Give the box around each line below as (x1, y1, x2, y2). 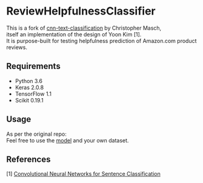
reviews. (6, 44, 27, 51)
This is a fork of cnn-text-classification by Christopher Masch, (6, 24, 162, 32)
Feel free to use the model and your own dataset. (6, 136, 129, 144)
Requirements (6, 61, 61, 72)
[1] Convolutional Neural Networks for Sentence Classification (6, 170, 161, 178)
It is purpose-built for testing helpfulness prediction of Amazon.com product (6, 37, 197, 44)
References (6, 154, 51, 164)
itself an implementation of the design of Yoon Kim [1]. (6, 30, 142, 38)
